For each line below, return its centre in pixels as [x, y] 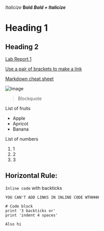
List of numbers [22, 139]
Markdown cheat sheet [30, 79]
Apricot [20, 124]
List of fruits [18, 108]
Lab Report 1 [18, 59]
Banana [21, 129]
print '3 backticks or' [31, 211]
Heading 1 [27, 28]
